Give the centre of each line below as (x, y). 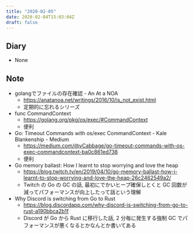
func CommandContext (43, 113)
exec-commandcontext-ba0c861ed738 (71, 152)
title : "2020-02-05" (31, 11)
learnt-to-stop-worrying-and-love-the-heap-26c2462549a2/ (97, 178)
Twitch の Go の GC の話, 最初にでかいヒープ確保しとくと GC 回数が (105, 185)
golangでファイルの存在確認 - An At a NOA (66, 93)
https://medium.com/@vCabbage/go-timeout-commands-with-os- (104, 146)
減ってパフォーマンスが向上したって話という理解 (82, 192)
